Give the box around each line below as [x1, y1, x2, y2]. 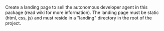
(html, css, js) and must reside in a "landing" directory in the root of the [5, 15, 152, 20]
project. [5, 20, 22, 26]
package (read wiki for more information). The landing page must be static [5, 9, 159, 15]
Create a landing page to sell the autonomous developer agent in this [5, 4, 148, 10]
